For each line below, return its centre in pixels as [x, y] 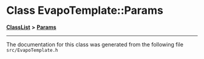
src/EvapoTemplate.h [32, 50]
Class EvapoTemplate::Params [85, 11]
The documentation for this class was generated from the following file [95, 44]
